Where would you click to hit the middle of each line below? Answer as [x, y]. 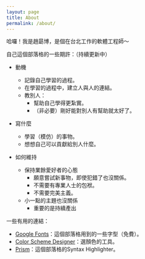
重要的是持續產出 [55, 208]
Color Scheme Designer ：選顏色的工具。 [66, 242]
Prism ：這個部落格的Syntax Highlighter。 [67, 249]
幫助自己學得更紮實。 [60, 103]
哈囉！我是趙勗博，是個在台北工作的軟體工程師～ [68, 41]
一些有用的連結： [28, 221]
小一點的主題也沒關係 [51, 200]
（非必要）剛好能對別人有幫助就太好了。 [84, 111]
